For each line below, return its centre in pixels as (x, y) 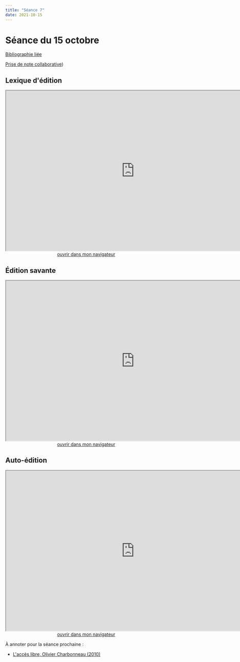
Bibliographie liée (24, 54)
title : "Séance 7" (25, 10)
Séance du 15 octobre (52, 40)
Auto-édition (26, 460)
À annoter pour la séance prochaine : (44, 644)
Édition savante (31, 270)
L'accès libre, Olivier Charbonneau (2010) (57, 654)
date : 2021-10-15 (24, 15)
